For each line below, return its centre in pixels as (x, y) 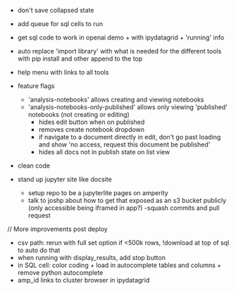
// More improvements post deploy (57, 229)
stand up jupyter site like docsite (65, 179)
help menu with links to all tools (63, 72)
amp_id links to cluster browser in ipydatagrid (83, 280)
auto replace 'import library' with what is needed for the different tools (119, 51)
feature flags (36, 86)
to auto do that (39, 250)
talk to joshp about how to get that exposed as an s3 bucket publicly (127, 200)
